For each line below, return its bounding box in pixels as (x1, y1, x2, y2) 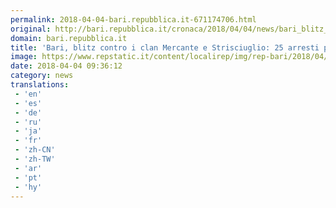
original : (10, 24, 52, 34)
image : (10, 52, 38, 62)
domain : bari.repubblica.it (10, 33, 128, 43)
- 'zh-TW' (14, 154, 56, 164)
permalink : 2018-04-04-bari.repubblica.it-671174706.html (10, 14, 257, 25)
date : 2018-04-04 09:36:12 (10, 61, 123, 71)
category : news (10, 71, 74, 81)
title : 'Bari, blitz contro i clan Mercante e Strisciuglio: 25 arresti (10, 42, 320, 53)
